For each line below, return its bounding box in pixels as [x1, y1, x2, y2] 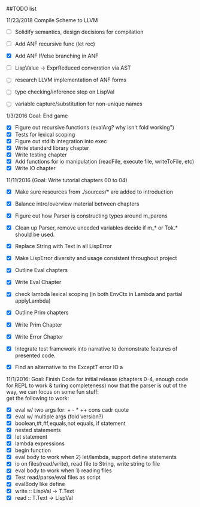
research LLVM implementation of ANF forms [14, 76, 127, 83]
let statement [14, 433, 48, 440]
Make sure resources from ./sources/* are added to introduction [14, 188, 174, 195]
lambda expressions [14, 440, 65, 447]
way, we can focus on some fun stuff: [6, 388, 99, 395]
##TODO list [6, 5, 37, 12]
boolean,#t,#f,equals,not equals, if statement [14, 420, 126, 427]
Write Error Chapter [14, 333, 63, 340]
